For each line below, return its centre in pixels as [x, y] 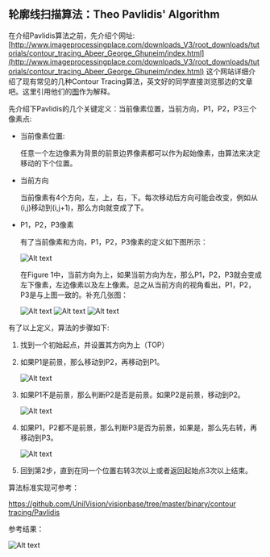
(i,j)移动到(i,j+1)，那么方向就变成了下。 [84, 207]
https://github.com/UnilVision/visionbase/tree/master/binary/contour [122, 504]
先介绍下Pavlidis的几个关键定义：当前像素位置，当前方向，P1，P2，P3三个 [133, 108]
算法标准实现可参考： [44, 488]
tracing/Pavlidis [34, 512]
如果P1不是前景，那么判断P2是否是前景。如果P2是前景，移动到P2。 [132, 395]
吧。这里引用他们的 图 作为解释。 [61, 91]
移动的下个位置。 [48, 163]
